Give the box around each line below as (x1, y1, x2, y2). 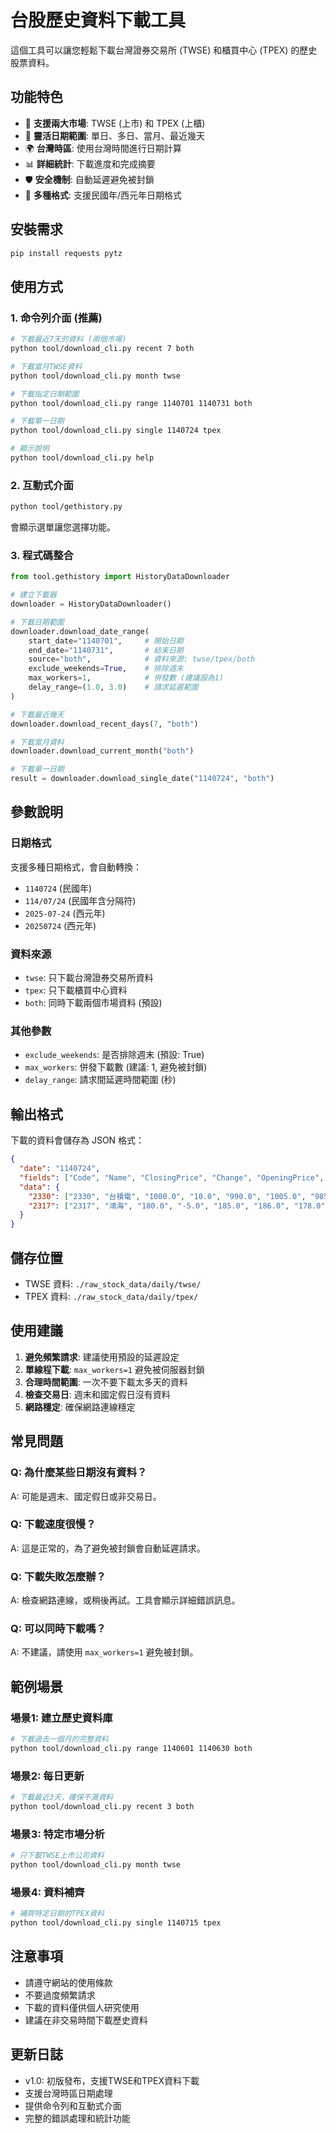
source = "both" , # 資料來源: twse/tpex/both (28, 654, 256, 665)
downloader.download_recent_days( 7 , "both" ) (10, 719, 199, 729)
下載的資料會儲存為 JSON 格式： (10, 1134, 145, 1146)
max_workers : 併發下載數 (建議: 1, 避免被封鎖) (24, 1061, 208, 1073)
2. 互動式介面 (10, 478, 74, 492)
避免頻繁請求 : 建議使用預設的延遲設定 (24, 1351, 180, 1363)
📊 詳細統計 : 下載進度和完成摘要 (24, 157, 156, 170)
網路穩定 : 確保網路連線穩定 (24, 1401, 136, 1413)
